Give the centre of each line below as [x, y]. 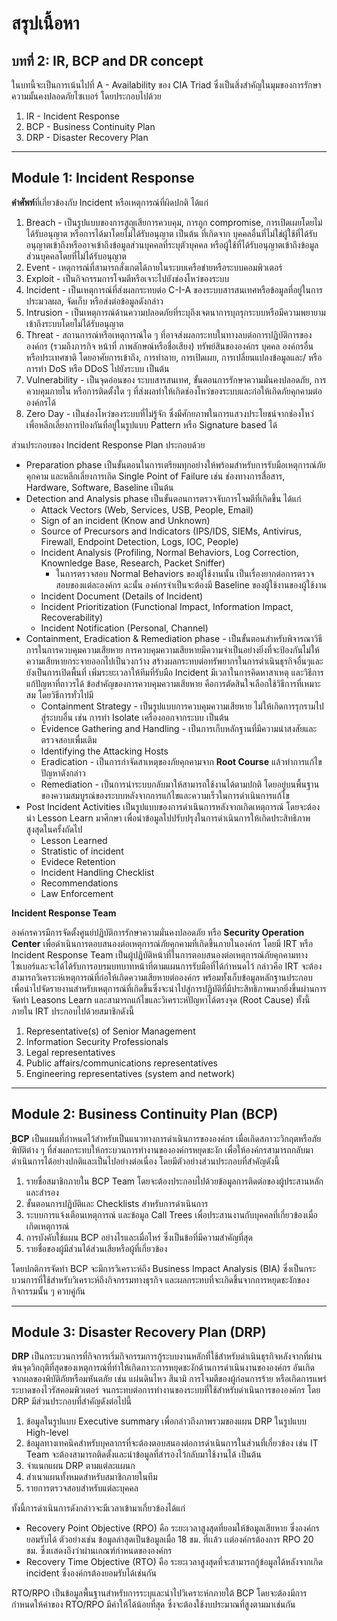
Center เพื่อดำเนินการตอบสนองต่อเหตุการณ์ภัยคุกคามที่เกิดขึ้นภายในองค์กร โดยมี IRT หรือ [162, 943]
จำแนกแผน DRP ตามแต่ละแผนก [80, 1466]
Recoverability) [72, 617]
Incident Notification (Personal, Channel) [124, 628]
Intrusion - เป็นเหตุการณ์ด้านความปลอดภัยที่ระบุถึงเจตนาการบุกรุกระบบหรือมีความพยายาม [175, 312]
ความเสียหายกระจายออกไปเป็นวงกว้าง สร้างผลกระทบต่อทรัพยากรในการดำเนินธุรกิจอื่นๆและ [174, 661]
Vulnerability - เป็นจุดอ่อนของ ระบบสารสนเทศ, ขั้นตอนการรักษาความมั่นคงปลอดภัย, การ [176, 379]
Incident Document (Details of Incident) [122, 596]
